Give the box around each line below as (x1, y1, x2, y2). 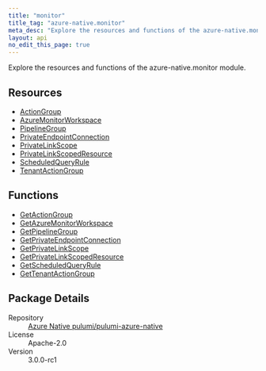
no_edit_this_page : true (8, 41, 90, 49)
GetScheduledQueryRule (19, 260, 101, 270)
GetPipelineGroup (19, 227, 78, 236)
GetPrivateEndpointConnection (19, 235, 121, 244)
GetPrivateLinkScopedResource (19, 251, 124, 262)
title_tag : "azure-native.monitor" (8, 19, 126, 27)
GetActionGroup (19, 209, 74, 219)
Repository (8, 312, 44, 322)
